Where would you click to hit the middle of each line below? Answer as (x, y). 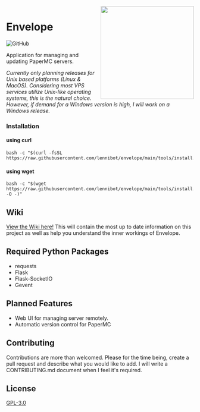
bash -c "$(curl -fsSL (34, 153)
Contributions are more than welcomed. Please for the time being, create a (98, 357)
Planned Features (40, 304)
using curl (19, 140)
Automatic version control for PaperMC (63, 324)
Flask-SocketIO (34, 278)
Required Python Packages (57, 252)
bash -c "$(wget (26, 184)
